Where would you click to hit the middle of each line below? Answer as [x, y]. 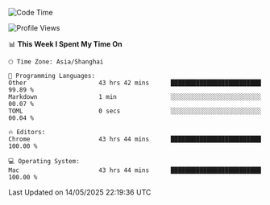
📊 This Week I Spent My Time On [65, 44]
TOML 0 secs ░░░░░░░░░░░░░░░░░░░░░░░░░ [135, 111]
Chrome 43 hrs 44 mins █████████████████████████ [135, 139]
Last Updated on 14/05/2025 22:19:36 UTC [80, 192]
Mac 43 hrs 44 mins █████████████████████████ [135, 170]
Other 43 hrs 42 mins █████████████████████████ [135, 83]
